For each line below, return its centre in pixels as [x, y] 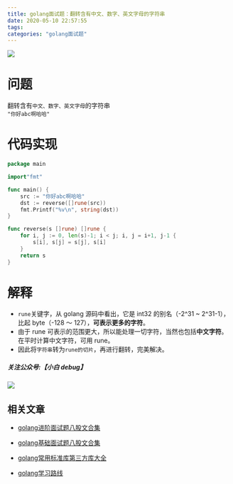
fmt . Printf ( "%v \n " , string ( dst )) [70, 210]
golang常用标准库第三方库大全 [62, 458]
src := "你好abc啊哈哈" [53, 196]
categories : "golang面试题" [47, 34]
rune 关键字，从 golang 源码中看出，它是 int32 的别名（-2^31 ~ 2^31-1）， [123, 314]
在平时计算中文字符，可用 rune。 [66, 341]
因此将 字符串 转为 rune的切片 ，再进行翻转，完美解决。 [93, 349]
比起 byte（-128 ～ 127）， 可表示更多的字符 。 [83, 323]
